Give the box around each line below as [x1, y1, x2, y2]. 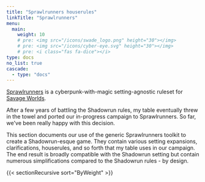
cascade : [6, 65, 29, 72]
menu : [6, 20, 20, 26]
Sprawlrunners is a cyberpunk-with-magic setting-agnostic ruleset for [6, 88, 183, 95]
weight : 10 [17, 32, 45, 38]
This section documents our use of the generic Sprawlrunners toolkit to [6, 131, 187, 139]
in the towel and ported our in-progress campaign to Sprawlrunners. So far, [6, 113, 196, 120]
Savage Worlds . [6, 95, 47, 102]
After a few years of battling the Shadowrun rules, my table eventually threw [6, 106, 198, 114]
